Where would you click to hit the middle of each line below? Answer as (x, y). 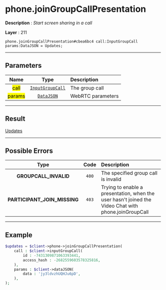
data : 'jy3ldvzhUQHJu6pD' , (52, 274)
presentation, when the (128, 193)
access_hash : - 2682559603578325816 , (62, 260)
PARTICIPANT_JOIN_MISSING (43, 200)
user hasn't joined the (126, 200)
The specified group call (129, 173)
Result (15, 119)
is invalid (111, 179)
